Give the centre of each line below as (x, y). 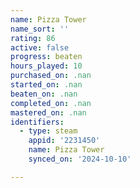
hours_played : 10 (46, 66)
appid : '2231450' (64, 141)
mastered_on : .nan (48, 112)
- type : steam (48, 131)
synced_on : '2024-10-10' (80, 159)
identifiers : (37, 122)
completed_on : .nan (51, 103)
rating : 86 (33, 38)
